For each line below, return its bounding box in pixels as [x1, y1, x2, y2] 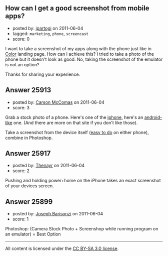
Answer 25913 [5, 86, 51, 94]
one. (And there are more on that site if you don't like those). [13, 119, 138, 125]
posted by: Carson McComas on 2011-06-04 [12, 99, 105, 105]
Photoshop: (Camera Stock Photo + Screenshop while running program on [5, 226, 158, 232]
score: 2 [12, 168, 30, 174]
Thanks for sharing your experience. [5, 71, 80, 77]
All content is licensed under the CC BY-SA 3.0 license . [5, 245, 119, 251]
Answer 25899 [5, 197, 53, 206]
